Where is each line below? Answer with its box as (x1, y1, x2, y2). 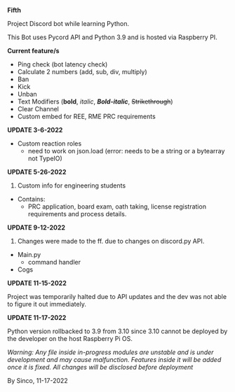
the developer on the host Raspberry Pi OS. (7, 335, 133, 342)
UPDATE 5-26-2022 (7, 168, 67, 176)
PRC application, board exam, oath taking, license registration (27, 202, 207, 211)
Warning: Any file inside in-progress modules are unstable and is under (7, 348, 214, 356)
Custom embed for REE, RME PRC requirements (17, 112, 156, 120)
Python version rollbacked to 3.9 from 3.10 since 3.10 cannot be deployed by (7, 327, 228, 335)
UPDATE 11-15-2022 (7, 279, 67, 287)
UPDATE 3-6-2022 (7, 126, 63, 134)
